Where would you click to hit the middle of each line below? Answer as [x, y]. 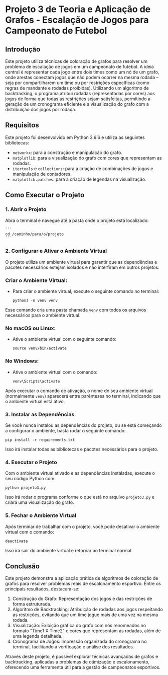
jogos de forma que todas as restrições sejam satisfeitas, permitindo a [78, 99]
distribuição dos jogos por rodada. [41, 109]
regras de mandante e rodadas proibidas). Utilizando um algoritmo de [77, 88]
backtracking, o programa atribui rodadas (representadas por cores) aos [80, 93]
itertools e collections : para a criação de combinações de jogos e [83, 168]
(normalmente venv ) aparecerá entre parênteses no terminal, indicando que [83, 396]
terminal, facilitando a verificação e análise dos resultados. [73, 647]
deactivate [17, 541]
